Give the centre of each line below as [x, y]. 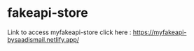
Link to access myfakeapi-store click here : [69, 32]
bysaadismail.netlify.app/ [43, 39]
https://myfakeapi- [160, 32]
